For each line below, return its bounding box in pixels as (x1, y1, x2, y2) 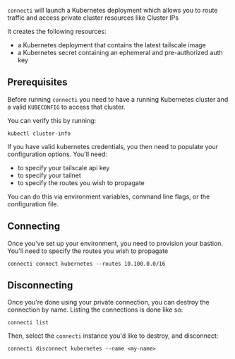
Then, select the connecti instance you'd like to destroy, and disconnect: (7, 331, 219, 340)
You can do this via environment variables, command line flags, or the (7, 192, 210, 201)
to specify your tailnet (17, 171, 81, 179)
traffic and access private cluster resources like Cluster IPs (7, 13, 179, 22)
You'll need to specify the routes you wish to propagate (7, 247, 169, 255)
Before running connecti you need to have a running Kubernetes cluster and (7, 95, 229, 103)
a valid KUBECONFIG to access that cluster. (7, 102, 126, 111)
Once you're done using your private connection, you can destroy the (7, 298, 210, 307)
